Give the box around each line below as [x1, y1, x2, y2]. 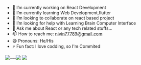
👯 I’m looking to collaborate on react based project [12, 15, 114, 21]
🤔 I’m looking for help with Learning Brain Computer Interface [12, 20, 136, 26]
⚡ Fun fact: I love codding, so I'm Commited [12, 43, 100, 49]
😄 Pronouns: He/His [12, 38, 54, 43]
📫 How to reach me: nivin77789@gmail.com [12, 31, 103, 37]
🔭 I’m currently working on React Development [12, 5, 106, 10]
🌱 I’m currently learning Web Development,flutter [12, 10, 111, 16]
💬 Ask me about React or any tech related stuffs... [12, 25, 113, 31]
